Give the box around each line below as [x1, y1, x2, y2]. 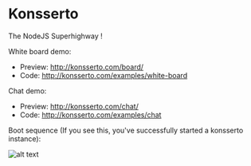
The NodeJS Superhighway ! [8, 31, 103, 41]
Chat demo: [8, 85, 47, 96]
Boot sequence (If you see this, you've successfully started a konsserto [8, 125, 244, 135]
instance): [8, 133, 41, 144]
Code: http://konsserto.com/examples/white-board [19, 70, 188, 80]
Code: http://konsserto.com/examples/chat [19, 109, 162, 120]
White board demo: [8, 46, 72, 56]
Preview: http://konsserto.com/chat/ [19, 101, 139, 111]
